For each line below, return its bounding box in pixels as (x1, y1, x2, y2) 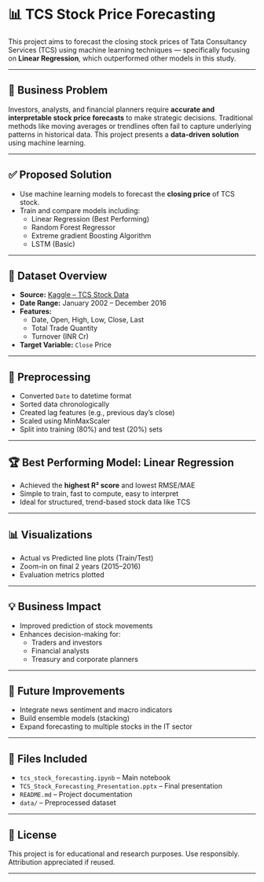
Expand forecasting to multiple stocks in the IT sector (19, 722, 192, 731)
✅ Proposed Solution (8, 168, 112, 182)
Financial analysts (31, 645, 90, 656)
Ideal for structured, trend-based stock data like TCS (19, 498, 191, 506)
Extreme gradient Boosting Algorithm (31, 230, 152, 240)
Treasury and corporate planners (31, 654, 139, 663)
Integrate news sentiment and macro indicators (19, 705, 173, 715)
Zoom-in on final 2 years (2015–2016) (19, 561, 141, 571)
